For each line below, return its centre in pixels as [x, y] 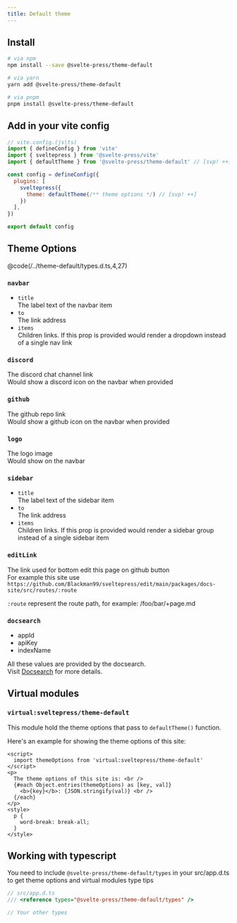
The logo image [30, 453]
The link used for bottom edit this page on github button [89, 570]
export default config [41, 227]
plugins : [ [30, 181]
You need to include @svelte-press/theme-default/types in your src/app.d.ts [119, 873]
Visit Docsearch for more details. [55, 671]
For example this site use [43, 577]
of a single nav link [45, 343]
